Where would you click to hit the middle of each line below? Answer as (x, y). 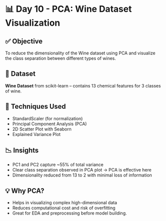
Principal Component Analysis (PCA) (50, 124)
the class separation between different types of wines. (61, 58)
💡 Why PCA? (25, 191)
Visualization (33, 23)
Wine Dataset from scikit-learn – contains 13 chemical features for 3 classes (83, 86)
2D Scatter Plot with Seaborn (42, 129)
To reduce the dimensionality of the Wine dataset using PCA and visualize (80, 53)
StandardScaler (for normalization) (47, 118)
